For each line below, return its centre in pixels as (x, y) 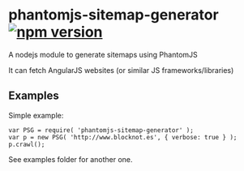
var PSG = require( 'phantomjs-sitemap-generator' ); (101, 130)
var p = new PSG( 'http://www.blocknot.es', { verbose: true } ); (123, 137)
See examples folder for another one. (71, 159)
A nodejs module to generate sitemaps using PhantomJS (103, 54)
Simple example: (36, 115)
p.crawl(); (27, 144)
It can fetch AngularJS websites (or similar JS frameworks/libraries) (121, 70)
